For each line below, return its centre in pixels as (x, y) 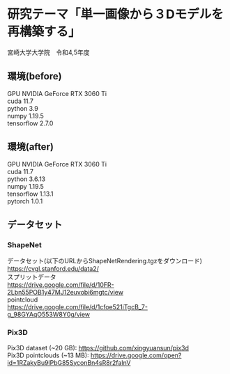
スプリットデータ (32, 277)
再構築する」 (44, 32)
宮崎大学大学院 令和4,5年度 (48, 52)
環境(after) (31, 147)
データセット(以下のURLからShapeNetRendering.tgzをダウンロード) (105, 261)
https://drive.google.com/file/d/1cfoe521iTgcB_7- (78, 307)
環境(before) (34, 76)
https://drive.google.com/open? (136, 355)
